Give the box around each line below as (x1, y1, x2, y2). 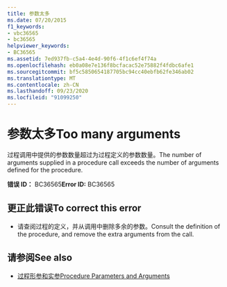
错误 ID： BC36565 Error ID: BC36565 (7, 180, 115, 188)
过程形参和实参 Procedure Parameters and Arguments (17, 272, 170, 280)
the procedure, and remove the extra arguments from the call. (17, 230, 194, 238)
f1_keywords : (7, 23, 45, 30)
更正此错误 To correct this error (7, 202, 142, 214)
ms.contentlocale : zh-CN (7, 81, 79, 88)
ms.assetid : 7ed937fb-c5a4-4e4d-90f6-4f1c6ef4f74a (7, 56, 157, 63)
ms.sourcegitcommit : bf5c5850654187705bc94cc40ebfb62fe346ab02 (7, 68, 194, 75)
